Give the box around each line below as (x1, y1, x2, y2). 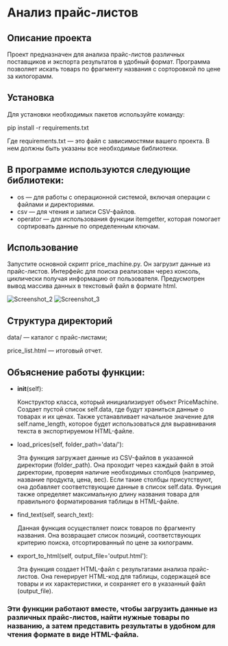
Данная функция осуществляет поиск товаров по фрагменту (16, 524, 196, 532)
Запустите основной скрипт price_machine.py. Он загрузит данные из (7, 260, 211, 268)
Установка (7, 92, 55, 104)
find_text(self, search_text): (16, 511, 94, 519)
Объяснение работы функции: (7, 366, 145, 378)
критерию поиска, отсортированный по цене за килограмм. (16, 538, 194, 547)
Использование (7, 242, 79, 254)
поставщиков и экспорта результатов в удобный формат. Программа (7, 58, 211, 66)
